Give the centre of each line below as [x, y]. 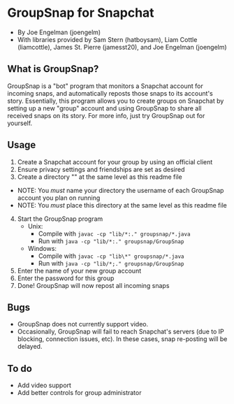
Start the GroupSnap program [60, 219]
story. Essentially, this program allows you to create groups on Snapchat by [116, 101]
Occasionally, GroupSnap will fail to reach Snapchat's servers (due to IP [121, 332]
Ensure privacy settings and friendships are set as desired [101, 169]
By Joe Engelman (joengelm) [59, 32]
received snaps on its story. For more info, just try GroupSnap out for [106, 115]
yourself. [20, 123]
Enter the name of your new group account [79, 270]
